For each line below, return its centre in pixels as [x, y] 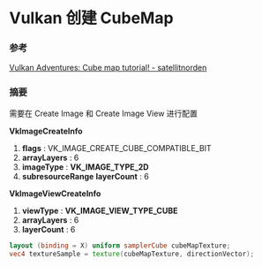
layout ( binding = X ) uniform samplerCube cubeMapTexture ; [120, 245]
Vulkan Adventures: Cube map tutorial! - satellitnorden [108, 68]
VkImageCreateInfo [46, 131]
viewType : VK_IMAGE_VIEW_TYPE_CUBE [100, 210]
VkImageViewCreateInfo [55, 193]
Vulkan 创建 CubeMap [91, 18]
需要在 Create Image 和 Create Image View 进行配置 [104, 113]
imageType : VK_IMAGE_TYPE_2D [85, 167]
